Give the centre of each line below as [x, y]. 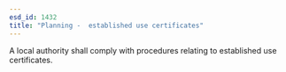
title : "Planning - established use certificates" [106, 25]
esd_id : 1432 [33, 17]
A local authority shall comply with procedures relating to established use [143, 50]
